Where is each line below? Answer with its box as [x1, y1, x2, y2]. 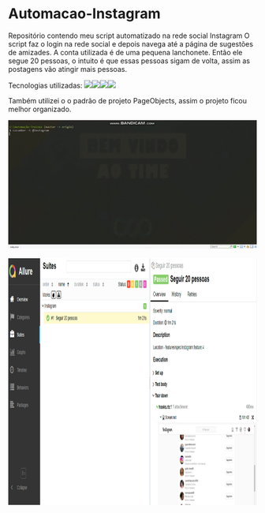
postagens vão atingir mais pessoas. [8, 64, 128, 73]
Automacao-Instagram [8, 5, 161, 23]
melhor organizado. [8, 104, 72, 114]
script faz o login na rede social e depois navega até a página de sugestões [8, 39, 254, 48]
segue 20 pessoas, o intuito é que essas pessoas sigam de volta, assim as [8, 56, 251, 66]
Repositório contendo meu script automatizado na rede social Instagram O [8, 31, 250, 40]
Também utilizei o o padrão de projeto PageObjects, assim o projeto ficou [8, 95, 247, 105]
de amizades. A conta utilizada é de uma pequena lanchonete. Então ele [8, 47, 243, 57]
